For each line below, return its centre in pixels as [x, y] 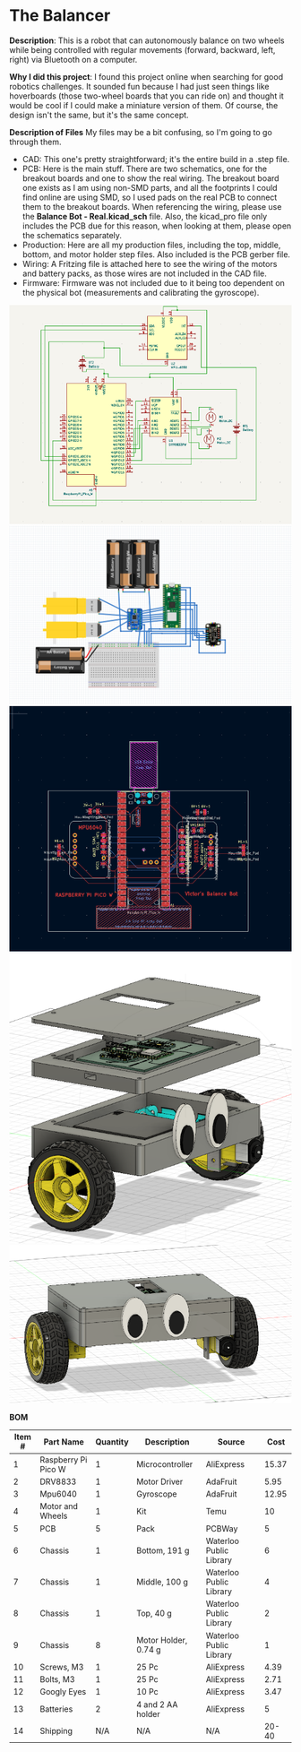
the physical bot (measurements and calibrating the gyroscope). [141, 292]
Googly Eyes [63, 1692]
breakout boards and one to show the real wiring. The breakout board [150, 178]
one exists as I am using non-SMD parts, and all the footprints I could [150, 187]
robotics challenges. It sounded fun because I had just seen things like [139, 86]
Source [232, 1441]
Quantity [112, 1441]
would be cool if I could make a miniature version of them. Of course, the [144, 105]
